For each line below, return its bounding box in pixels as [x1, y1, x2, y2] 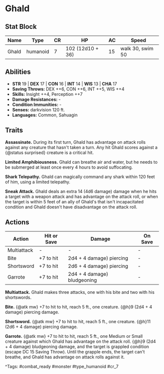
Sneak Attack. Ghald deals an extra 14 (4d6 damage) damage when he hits [5, 188, 157, 194]
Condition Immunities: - [12, 101, 62, 108]
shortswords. [5, 294, 32, 301]
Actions [5, 218, 29, 226]
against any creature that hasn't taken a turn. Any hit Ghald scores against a [5, 144, 158, 150]
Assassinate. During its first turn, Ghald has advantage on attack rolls [5, 139, 146, 145]
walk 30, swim [120, 45, 154, 52]
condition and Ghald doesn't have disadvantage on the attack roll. [5, 204, 138, 210]
